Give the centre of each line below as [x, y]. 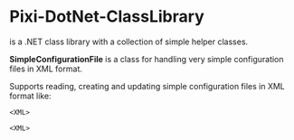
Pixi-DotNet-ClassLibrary [107, 17]
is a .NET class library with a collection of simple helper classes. [129, 42]
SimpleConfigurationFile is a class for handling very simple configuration [147, 59]
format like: [30, 96]
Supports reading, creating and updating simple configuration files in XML [147, 86]
